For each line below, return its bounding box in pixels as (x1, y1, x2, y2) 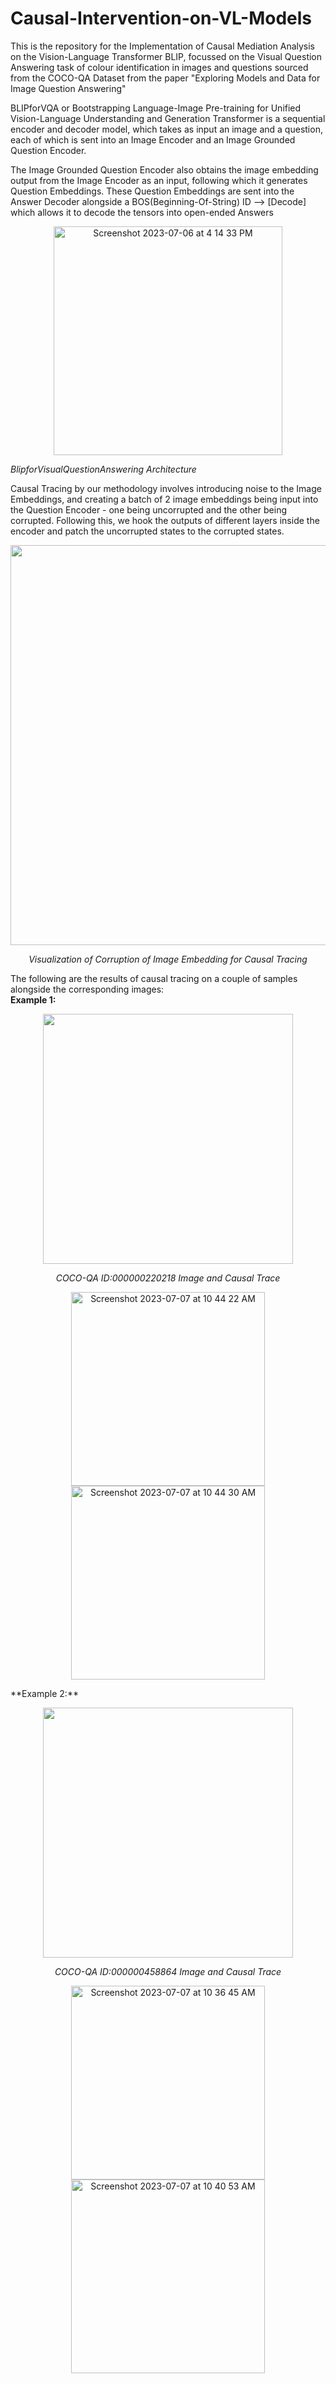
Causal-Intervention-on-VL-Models (10, 7, 313, 30)
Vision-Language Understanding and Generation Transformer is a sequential (10, 112, 326, 124)
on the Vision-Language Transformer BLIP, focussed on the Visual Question (10, 50, 323, 62)
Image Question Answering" (10, 82, 127, 94)
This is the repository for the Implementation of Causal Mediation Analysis (10, 40, 316, 52)
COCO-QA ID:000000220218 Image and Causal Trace (55, 1272, 281, 1284)
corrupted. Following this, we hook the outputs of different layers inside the (10, 514, 320, 526)
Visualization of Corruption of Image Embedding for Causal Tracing (28, 953, 308, 965)
